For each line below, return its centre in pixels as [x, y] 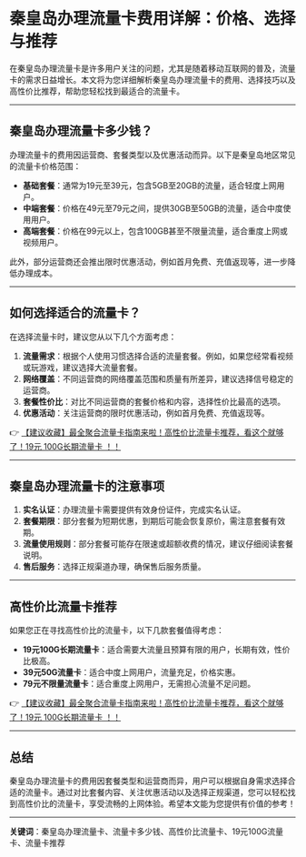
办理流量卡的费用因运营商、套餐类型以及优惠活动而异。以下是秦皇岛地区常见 [153, 155]
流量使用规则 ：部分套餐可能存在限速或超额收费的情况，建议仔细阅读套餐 [158, 544]
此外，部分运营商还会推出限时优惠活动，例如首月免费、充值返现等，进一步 [148, 261]
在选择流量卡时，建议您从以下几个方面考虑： [93, 337]
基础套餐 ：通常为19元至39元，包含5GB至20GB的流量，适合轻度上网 [149, 185]
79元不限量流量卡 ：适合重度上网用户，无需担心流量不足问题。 [139, 684]
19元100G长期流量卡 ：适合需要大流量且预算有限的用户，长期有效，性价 [156, 650]
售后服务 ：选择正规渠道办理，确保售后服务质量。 [114, 567]
